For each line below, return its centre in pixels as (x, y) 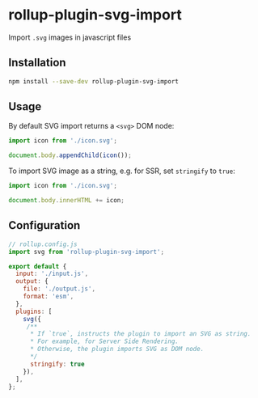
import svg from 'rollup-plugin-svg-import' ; (86, 252)
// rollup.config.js (43, 244)
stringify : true (57, 364)
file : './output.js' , (59, 289)
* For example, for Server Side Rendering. (104, 341)
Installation (37, 63)
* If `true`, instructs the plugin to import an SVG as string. (140, 334)
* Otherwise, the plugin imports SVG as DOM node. (117, 349)
